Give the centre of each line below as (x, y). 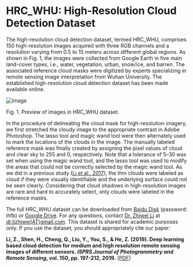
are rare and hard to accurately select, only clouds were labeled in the (90, 191)
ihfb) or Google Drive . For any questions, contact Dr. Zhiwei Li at (83, 215)
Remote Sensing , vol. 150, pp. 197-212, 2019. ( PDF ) (69, 258)
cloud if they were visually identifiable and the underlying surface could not (97, 179)
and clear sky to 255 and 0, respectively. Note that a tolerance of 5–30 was (96, 154)
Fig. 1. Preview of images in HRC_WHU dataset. (63, 112)
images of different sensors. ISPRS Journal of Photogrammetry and (90, 251)
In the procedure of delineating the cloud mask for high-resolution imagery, (96, 123)
